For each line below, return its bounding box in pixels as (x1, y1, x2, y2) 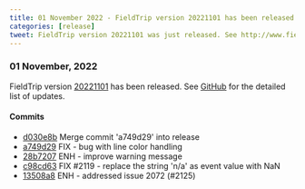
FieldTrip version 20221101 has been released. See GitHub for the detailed (9, 81, 286, 92)
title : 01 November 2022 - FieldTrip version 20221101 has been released (9, 13, 295, 23)
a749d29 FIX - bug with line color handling (22, 141, 183, 152)
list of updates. (9, 90, 65, 101)
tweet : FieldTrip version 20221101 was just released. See (9, 30, 238, 39)
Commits (9, 111, 45, 123)
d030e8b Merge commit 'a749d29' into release (22, 131, 200, 142)
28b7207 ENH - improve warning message (22, 151, 183, 162)
